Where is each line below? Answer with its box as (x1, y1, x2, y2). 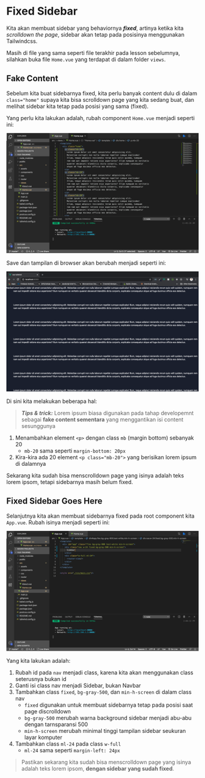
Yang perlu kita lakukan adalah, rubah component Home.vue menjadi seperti (6, 114, 195, 121)
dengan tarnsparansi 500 (24, 721, 88, 728)
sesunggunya (21, 422, 56, 429)
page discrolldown (24, 707, 71, 715)
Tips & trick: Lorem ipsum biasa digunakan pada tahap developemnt (21, 409, 194, 416)
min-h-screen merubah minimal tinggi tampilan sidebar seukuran (24, 727, 186, 734)
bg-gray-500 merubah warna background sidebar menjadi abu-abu (24, 714, 192, 721)
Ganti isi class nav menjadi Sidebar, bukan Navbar (15, 682, 142, 689)
